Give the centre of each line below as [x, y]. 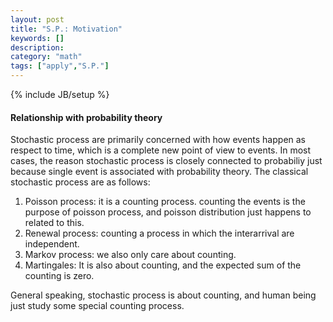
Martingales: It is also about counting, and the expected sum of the [163, 265]
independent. [52, 244]
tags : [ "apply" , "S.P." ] [60, 66]
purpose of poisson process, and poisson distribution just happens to [168, 212]
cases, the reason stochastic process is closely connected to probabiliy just [166, 161]
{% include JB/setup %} [60, 94]
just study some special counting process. [97, 306]
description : [37, 47]
